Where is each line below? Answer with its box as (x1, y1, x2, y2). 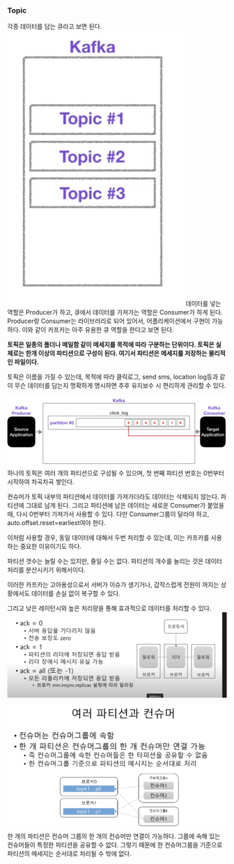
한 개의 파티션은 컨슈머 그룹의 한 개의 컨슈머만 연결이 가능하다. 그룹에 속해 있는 (7, 832, 221, 840)
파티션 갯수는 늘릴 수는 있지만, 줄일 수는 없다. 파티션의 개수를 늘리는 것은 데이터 (7, 556, 223, 565)
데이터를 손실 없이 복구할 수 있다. (31, 589, 120, 598)
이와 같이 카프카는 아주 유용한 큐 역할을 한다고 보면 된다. (22, 326, 174, 334)
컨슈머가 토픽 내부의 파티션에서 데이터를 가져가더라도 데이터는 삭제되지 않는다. (7, 492, 219, 501)
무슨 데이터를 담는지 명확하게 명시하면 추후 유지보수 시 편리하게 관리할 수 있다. (14, 381, 226, 390)
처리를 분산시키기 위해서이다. (7, 566, 86, 574)
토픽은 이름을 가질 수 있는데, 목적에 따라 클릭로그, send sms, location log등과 (7, 372, 218, 381)
